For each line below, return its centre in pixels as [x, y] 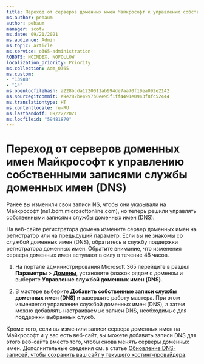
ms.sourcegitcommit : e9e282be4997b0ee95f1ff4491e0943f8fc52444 [88, 96]
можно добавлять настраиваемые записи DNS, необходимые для [101, 311]
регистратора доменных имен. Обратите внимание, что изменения [94, 249]
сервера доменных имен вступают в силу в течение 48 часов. [88, 255]
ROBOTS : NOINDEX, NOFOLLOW [40, 57]
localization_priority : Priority [49, 62]
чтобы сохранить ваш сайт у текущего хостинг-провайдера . [108, 355]
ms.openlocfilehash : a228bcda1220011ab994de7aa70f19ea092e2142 [88, 91]
